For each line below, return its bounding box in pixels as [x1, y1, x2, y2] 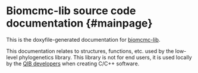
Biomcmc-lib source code [6, 4, 136, 18]
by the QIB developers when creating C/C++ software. [6, 60, 140, 67]
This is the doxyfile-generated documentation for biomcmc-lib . [6, 36, 161, 43]
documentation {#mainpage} [6, 16, 153, 30]
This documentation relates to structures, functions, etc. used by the [6, 47, 174, 54]
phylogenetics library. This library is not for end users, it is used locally [18, 54, 192, 61]
